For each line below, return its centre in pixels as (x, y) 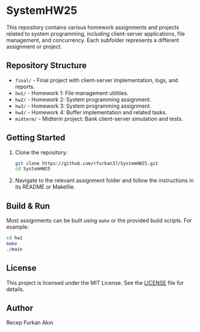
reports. (25, 86)
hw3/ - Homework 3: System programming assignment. (83, 106)
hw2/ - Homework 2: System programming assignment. (83, 99)
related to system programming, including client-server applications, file (96, 33)
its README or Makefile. (45, 187)
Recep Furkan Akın (30, 323)
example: (17, 227)
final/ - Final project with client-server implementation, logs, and (96, 80)
